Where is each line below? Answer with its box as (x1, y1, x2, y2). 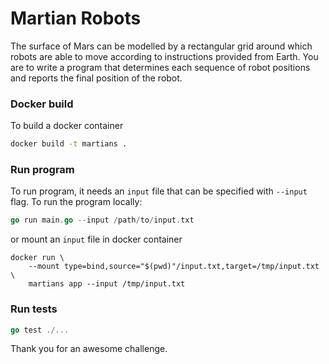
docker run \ (10, 253, 65, 263)
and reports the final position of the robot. (10, 72, 183, 84)
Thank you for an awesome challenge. (10, 343, 168, 355)
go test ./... (10, 325, 70, 335)
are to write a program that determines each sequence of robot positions (10, 61, 311, 73)
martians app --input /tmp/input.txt (28, 279, 186, 289)
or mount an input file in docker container (10, 233, 183, 246)
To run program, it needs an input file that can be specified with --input (10, 185, 308, 197)
